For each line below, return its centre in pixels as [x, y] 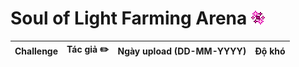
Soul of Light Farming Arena [129, 18]
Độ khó [270, 51]
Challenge [36, 51]
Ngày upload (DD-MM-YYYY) [182, 51]
